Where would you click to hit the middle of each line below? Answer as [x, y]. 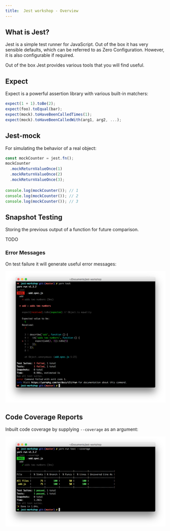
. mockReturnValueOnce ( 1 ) [36, 169]
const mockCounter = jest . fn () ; [39, 158]
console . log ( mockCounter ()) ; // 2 [42, 196]
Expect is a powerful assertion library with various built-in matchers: [77, 94]
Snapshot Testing [34, 217]
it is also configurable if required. [40, 55]
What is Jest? [27, 32]
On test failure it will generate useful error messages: [61, 264]
